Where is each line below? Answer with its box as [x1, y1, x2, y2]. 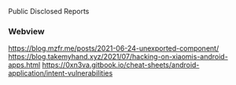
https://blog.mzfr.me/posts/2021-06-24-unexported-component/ [8, 44, 219, 53]
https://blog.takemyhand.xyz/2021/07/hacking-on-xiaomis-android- [8, 52, 228, 62]
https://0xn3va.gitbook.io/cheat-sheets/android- [42, 60, 200, 69]
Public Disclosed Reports [8, 7, 90, 16]
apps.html [8, 60, 41, 69]
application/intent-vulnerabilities [8, 69, 113, 78]
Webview [8, 26, 45, 37]
